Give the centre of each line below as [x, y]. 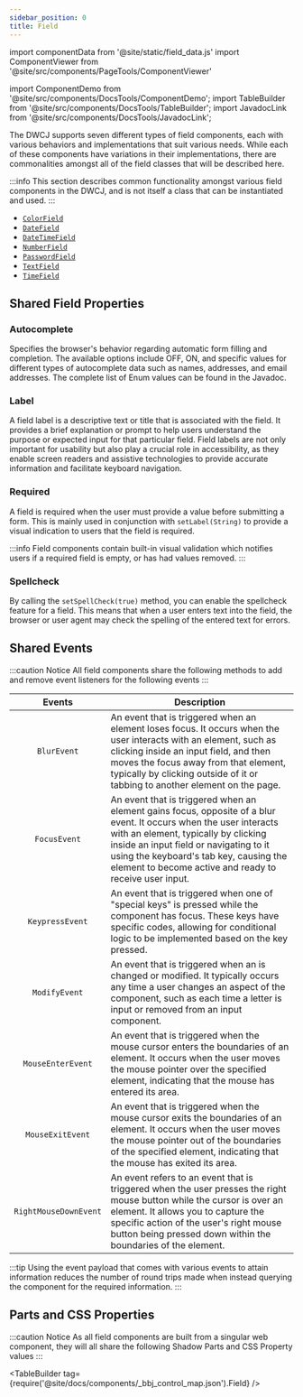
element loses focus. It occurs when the [195, 728]
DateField [41, 228]
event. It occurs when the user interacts [194, 822]
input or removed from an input [176, 1009]
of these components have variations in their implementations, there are [143, 153]
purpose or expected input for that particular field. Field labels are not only [148, 439]
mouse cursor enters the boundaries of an [200, 1046]
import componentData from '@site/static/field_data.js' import [124, 51]
